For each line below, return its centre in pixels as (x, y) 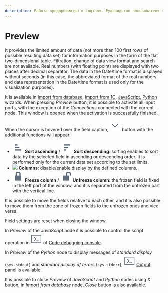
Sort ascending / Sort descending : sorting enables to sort (91, 151)
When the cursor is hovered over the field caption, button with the (79, 129)
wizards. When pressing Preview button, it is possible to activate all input (80, 102)
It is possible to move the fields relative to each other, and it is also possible (83, 200)
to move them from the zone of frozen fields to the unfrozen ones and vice (82, 206)
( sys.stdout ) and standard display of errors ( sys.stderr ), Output (78, 264)
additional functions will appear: (38, 135)
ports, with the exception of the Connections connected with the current (79, 107)
